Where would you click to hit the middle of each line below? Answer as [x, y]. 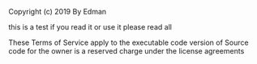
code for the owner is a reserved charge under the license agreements [126, 51]
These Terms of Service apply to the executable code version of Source [128, 42]
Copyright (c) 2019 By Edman [58, 12]
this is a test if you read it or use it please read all [90, 27]
